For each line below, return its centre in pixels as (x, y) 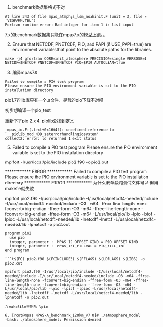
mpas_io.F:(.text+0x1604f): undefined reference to (61, 130)
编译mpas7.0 (25, 72)
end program (17, 250)
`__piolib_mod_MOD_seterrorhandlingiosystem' (52, 134)
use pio (17, 238)
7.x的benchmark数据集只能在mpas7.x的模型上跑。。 (56, 35)
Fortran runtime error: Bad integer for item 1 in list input (69, 25)
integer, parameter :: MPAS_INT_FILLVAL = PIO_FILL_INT (67, 246)
